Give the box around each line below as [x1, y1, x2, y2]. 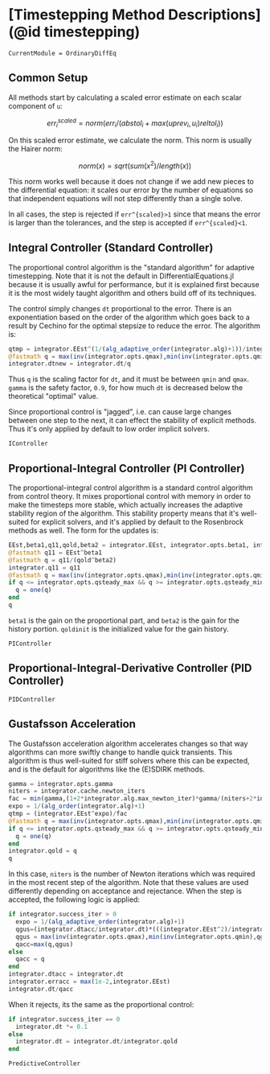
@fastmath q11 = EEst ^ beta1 [8, 549, 103, 557]
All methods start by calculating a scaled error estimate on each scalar [8, 93, 243, 102]
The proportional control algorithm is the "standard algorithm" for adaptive [8, 262, 255, 272]
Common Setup [8, 71, 88, 85]
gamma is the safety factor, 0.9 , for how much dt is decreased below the [8, 383, 243, 393]
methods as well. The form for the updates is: [8, 525, 159, 536]
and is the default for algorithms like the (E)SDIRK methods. [8, 764, 205, 774]
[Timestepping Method [8, 6, 166, 24]
